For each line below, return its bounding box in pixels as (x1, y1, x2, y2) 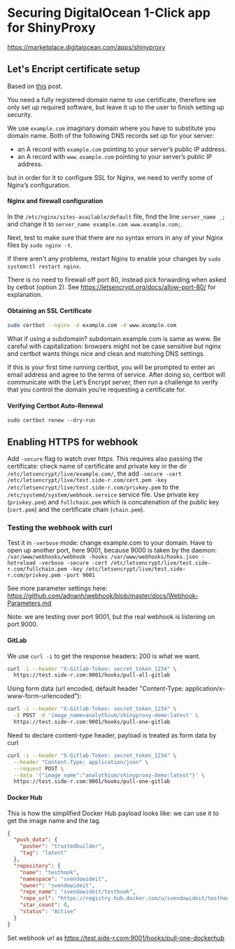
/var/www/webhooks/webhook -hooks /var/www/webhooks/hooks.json (7, 553, 199, 561)
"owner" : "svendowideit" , (20, 882, 96, 889)
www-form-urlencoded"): (7, 692, 82, 700)
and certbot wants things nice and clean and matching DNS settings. (7, 349, 205, 358)
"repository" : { (13, 862, 61, 869)
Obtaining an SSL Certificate (7, 306, 92, 314)
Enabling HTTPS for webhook (7, 436, 138, 448)
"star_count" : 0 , (20, 901, 71, 908)
